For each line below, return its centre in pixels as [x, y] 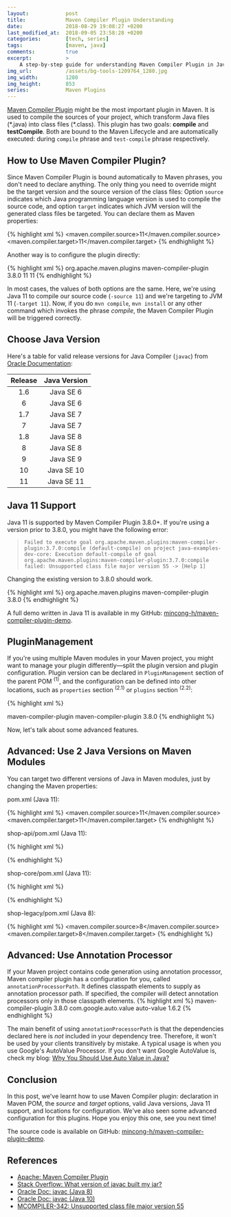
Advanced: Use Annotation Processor [90, 955]
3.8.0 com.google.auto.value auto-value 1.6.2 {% [122, 1008]
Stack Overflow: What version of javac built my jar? [89, 1184]
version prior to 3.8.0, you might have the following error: [88, 529]
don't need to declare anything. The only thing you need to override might [112, 184]
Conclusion [32, 1080]
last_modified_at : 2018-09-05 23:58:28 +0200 [75, 33]
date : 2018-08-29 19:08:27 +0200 [75, 26]
